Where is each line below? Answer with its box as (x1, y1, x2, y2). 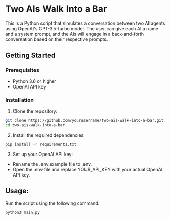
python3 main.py (5, 210, 40, 215)
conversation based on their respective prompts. (5, 36, 108, 42)
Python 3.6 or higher (12, 78, 56, 84)
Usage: (5, 186, 29, 195)
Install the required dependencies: (12, 131, 86, 138)
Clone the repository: (12, 108, 58, 114)
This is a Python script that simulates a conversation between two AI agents (5, 20, 165, 26)
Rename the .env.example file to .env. (12, 161, 92, 167)
